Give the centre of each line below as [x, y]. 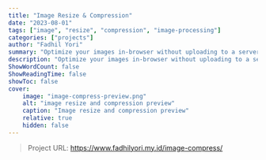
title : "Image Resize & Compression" [70, 15]
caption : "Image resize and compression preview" [106, 111]
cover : [19, 89]
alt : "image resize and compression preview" [99, 103]
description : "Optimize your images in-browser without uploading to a [129, 60]
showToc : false [33, 81]
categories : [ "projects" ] [51, 37]
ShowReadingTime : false [47, 74]
